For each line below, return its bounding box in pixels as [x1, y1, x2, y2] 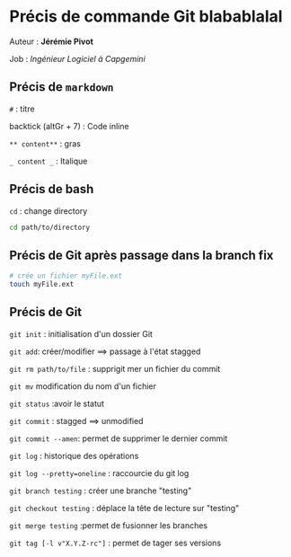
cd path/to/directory [9, 223, 91, 232]
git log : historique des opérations [9, 450, 139, 461]
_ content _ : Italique [9, 155, 88, 166]
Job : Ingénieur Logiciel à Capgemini [9, 53, 145, 64]
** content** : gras [9, 137, 81, 149]
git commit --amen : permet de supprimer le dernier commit [9, 433, 228, 444]
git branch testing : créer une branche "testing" [9, 485, 192, 496]
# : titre [9, 103, 35, 114]
